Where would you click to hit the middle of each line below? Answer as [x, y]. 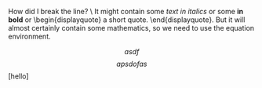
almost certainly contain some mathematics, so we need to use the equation [131, 28]
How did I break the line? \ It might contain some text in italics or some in [126, 11]
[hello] [18, 76]
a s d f [132, 51]
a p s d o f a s [132, 64]
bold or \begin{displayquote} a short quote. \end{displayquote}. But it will [127, 20]
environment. [29, 36]
